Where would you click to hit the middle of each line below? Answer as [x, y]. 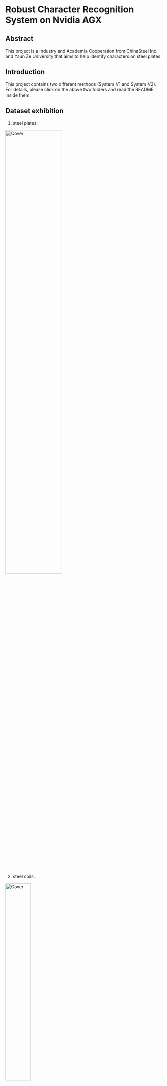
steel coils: [24, 876]
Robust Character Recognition [70, 9]
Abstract [19, 39]
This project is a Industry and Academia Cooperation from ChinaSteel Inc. [81, 51]
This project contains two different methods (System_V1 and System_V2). [81, 84]
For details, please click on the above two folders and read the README [80, 89]
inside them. [18, 95]
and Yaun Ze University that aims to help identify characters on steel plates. [83, 56]
